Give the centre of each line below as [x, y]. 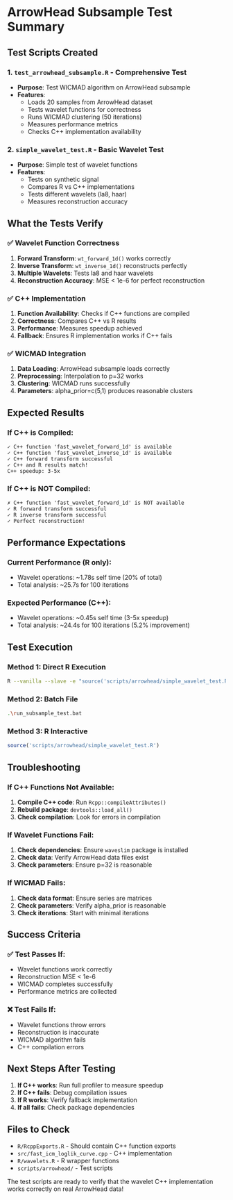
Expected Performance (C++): [59, 603]
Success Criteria [44, 934]
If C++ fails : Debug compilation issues [72, 1093]
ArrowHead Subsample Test [90, 12]
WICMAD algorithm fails [52, 1040]
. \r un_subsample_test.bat [44, 714]
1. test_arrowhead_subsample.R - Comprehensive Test [97, 72]
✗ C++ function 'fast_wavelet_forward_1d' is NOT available [96, 503]
